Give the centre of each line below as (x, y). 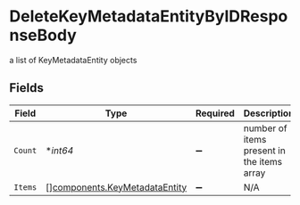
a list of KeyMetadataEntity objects (73, 60)
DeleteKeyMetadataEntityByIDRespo (149, 16)
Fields (27, 88)
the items (263, 161)
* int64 (59, 151)
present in (264, 151)
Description (269, 113)
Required (215, 113)
